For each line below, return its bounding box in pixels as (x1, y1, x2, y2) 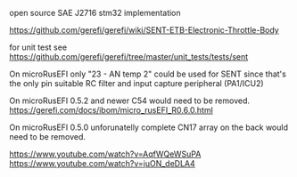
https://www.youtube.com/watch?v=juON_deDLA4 (9, 158, 196, 168)
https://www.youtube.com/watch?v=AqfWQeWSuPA (9, 149, 202, 159)
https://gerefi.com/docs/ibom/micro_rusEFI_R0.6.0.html (9, 105, 214, 115)
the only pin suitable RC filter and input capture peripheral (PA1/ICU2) (9, 78, 265, 88)
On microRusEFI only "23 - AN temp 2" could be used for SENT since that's (9, 68, 287, 79)
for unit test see (9, 42, 68, 52)
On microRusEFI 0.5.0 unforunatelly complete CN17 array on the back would (9, 122, 288, 133)
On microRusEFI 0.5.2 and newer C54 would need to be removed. (9, 95, 250, 106)
